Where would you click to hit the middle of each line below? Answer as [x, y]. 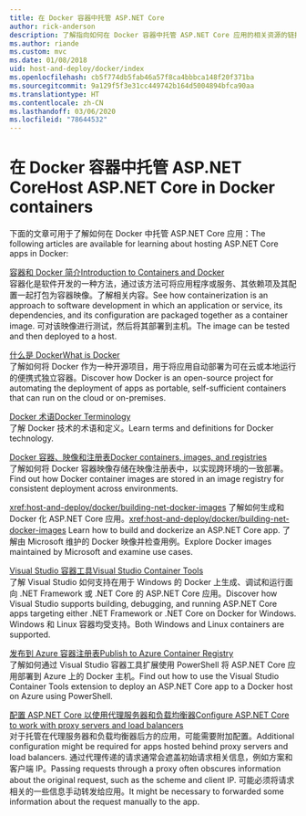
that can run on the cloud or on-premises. [88, 398]
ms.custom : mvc [38, 52]
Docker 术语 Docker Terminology [70, 417]
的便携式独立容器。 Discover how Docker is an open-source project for [142, 378]
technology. [32, 438]
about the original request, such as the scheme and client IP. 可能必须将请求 [152, 780]
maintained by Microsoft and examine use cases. [101, 552]
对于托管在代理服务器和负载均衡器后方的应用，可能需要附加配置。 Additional [152, 737]
